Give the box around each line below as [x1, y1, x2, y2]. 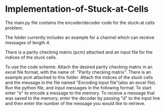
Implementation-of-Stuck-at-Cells [5, 3, 149, 15]
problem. [5, 25, 24, 30]
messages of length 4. [5, 39, 51, 45]
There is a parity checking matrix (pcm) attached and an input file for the [5, 49, 153, 55]
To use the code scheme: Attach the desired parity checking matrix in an [5, 64, 153, 70]
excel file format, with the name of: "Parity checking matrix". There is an [5, 69, 151, 75]
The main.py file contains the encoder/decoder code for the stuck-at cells [5, 20, 155, 26]
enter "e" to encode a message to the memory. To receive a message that [5, 90, 155, 96]
